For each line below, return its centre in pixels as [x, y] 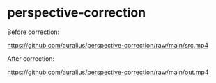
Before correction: [33, 32]
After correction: [31, 58]
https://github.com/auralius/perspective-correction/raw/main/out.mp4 [108, 72]
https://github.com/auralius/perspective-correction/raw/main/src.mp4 [108, 45]
